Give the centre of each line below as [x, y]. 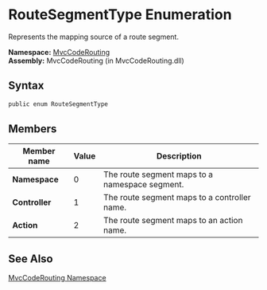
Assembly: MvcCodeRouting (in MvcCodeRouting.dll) [96, 61]
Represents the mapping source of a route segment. [93, 37]
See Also [31, 259]
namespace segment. [143, 185]
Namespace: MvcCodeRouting [59, 52]
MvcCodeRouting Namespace [57, 278]
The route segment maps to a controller [177, 198]
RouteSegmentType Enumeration [120, 15]
